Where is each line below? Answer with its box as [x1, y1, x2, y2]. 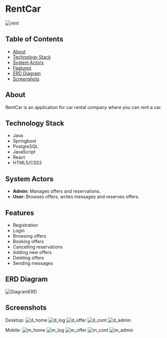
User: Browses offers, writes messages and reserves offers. [12, 194, 139, 200]
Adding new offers [12, 249, 52, 255]
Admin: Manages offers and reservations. [12, 188, 101, 195]
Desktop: [5, 317, 25, 323]
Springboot [12, 138, 37, 144]
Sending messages [12, 260, 54, 266]
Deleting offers [12, 255, 44, 261]
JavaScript [12, 149, 36, 155]
